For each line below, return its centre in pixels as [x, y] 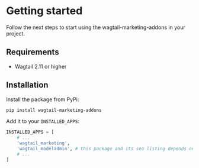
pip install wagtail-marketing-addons [54, 110]
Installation [27, 85]
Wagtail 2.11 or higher [41, 66]
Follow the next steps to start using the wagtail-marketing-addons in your [96, 27]
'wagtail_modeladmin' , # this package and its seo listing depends [102, 149]
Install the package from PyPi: [43, 99]
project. [16, 33]
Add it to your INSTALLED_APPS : [43, 121]
